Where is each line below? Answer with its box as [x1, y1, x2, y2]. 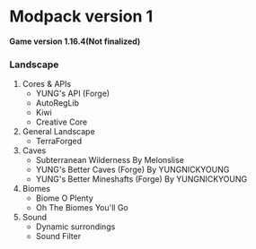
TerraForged [35, 136, 83, 147]
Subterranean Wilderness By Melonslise [35, 155, 184, 166]
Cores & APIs [22, 79, 72, 90]
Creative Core [35, 116, 88, 127]
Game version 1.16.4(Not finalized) [9, 36, 141, 47]
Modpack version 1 [9, 6, 154, 27]
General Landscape [22, 126, 96, 137]
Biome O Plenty [35, 193, 94, 203]
